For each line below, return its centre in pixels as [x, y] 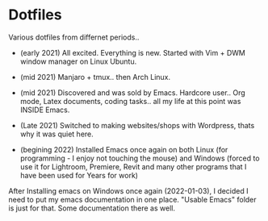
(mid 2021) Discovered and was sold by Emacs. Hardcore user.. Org [133, 92]
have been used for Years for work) [79, 175]
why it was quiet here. [57, 134]
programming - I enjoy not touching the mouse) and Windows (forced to [140, 158]
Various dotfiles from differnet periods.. [74, 37]
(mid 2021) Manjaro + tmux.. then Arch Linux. [95, 77]
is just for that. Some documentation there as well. [92, 208]
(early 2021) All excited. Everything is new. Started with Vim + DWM [133, 52]
